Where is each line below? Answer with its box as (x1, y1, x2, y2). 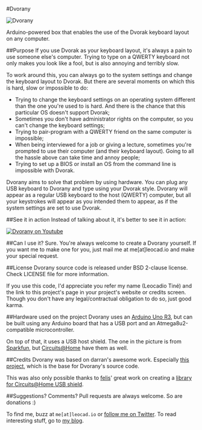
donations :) (6, 399, 36, 406)
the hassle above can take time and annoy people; (14, 154, 140, 161)
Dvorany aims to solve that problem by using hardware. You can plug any (6, 179, 188, 185)
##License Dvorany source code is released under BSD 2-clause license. (6, 264, 188, 271)
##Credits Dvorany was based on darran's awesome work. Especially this (6, 356, 189, 363)
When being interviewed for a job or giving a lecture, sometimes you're (14, 141, 192, 148)
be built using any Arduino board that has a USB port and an (6, 320, 156, 326)
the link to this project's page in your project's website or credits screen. (6, 289, 186, 296)
